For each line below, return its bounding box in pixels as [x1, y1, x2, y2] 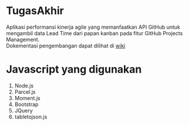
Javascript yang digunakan [6, 63, 142, 76]
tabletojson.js [14, 113, 48, 120]
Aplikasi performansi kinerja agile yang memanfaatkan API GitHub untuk [6, 23, 181, 30]
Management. [6, 36, 40, 43]
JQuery [14, 107, 33, 114]
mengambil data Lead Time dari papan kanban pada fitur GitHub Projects [6, 29, 183, 36]
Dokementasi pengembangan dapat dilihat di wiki [6, 42, 126, 49]
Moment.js [14, 94, 41, 101]
